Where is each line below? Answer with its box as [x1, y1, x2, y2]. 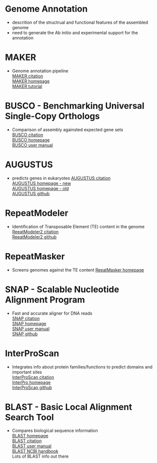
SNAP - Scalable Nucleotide [5, 284, 119, 295]
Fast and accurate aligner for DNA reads [12, 310, 93, 316]
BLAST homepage [12, 433, 48, 439]
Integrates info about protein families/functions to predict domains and [12, 364, 153, 369]
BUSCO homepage [12, 137, 50, 143]
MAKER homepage [12, 78, 50, 84]
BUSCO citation [12, 132, 43, 138]
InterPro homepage [12, 379, 51, 385]
